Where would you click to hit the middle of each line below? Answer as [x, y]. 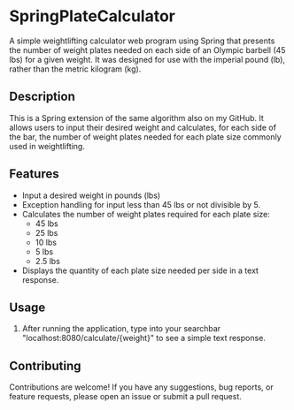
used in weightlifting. [47, 146]
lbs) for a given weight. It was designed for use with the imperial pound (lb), [147, 59]
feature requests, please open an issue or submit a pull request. [125, 397]
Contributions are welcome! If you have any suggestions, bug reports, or [141, 387]
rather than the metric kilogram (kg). [75, 69]
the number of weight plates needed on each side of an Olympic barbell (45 [147, 49]
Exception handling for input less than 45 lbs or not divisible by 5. [141, 204]
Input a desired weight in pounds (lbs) [91, 195]
